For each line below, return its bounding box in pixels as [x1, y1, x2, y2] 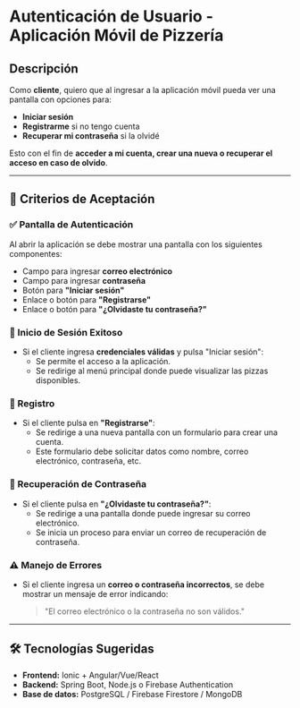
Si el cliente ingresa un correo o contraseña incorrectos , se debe [21, 579, 265, 590]
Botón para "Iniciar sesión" [21, 285, 125, 295]
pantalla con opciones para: [9, 94, 112, 105]
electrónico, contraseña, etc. [35, 456, 142, 466]
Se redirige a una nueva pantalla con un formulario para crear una [35, 427, 279, 438]
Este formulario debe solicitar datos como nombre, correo [35, 446, 249, 457]
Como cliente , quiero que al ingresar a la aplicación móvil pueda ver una [9, 85, 277, 95]
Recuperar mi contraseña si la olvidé [21, 131, 160, 141]
